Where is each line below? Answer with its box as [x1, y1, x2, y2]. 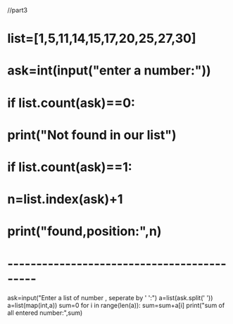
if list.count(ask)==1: [7, 159, 132, 175]
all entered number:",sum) [7, 309, 83, 317]
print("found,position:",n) [7, 223, 162, 240]
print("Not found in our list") [7, 127, 177, 143]
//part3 [7, 6, 28, 14]
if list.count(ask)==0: [7, 95, 136, 111]
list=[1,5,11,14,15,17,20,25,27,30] [7, 31, 196, 46]
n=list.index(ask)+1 [7, 191, 123, 207]
